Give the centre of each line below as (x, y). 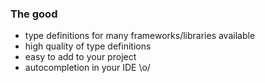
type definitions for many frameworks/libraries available (140, 36)
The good (34, 14)
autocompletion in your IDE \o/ (87, 68)
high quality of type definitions (88, 46)
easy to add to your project (80, 57)
